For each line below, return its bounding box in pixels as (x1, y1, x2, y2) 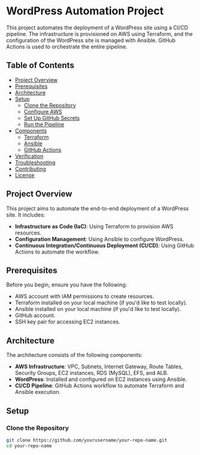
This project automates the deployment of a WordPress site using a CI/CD (6, 24, 189, 31)
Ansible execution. (14, 389, 61, 396)
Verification (14, 152, 44, 160)
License (14, 172, 35, 179)
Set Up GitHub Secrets (23, 114, 80, 121)
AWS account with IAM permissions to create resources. (14, 293, 154, 300)
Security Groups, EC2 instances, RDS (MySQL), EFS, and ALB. (14, 370, 169, 377)
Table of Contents (6, 60, 75, 71)
